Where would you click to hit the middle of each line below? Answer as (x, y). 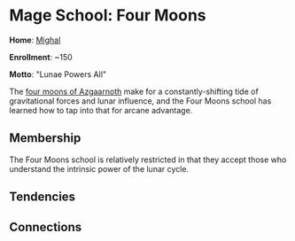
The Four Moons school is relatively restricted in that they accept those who (148, 159)
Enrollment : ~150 (41, 57)
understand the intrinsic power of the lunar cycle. (99, 168)
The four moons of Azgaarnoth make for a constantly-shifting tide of (134, 91)
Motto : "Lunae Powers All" (58, 74)
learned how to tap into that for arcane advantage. (101, 110)
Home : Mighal (35, 40)
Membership (45, 138)
